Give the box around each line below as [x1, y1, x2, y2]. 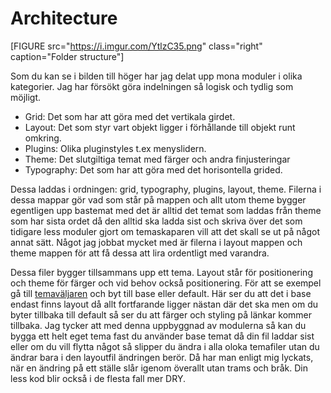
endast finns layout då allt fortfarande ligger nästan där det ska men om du [10, 298, 318, 310]
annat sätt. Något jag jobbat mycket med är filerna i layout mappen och [10, 236, 303, 248]
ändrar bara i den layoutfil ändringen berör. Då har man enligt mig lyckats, [10, 351, 314, 363]
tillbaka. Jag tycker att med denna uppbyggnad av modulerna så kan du [10, 319, 307, 331]
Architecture [10, 7, 118, 30]
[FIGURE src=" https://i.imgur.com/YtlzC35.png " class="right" [10, 40, 263, 52]
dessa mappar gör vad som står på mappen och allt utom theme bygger [10, 193, 307, 206]
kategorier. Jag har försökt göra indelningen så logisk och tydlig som [10, 80, 294, 92]
